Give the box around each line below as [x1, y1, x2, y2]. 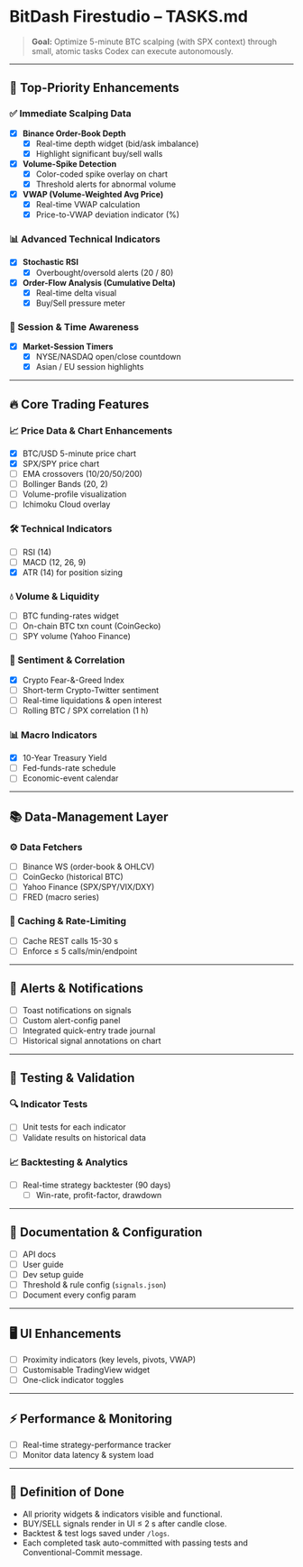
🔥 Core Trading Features [9, 397, 150, 412]
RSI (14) [22, 546, 52, 557]
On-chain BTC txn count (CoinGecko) [22, 620, 161, 632]
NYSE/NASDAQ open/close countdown [35, 352, 182, 362]
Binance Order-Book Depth [22, 128, 126, 139]
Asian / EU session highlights [35, 362, 144, 372]
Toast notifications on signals [22, 1004, 133, 1015]
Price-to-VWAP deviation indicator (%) [35, 209, 180, 220]
